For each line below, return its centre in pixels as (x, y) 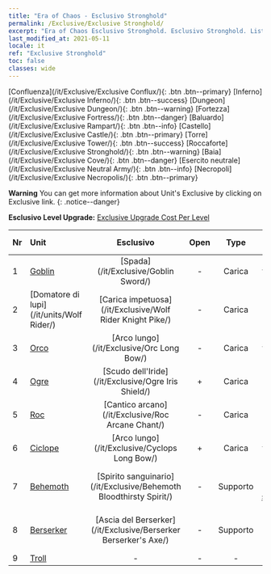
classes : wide (32, 69)
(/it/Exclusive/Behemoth (135, 486)
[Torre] (196, 134)
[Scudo (117, 371)
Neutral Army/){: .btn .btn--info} (140, 169)
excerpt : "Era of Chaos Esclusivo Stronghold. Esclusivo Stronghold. (128, 31)
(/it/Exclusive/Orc (125, 348)
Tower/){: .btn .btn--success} (136, 143)
